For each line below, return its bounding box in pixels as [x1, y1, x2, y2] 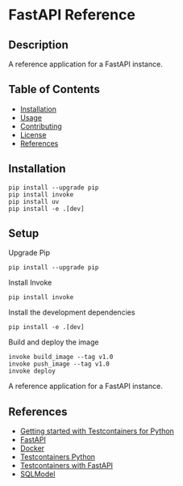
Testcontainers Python [19, 452, 95, 462]
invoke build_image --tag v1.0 [8, 353, 114, 361]
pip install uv [8, 197, 60, 205]
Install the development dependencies [8, 307, 135, 317]
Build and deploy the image [8, 337, 99, 347]
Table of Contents [8, 82, 101, 96]
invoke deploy [8, 367, 56, 375]
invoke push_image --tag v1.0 [8, 360, 110, 369]
